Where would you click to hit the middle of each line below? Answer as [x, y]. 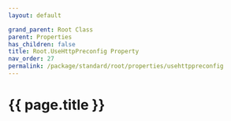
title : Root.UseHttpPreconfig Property [74, 52]
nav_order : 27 [32, 59]
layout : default [35, 15]
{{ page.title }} [57, 105]
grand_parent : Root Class [50, 29]
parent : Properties [40, 37]
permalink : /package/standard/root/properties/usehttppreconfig [116, 66]
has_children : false [42, 44]
